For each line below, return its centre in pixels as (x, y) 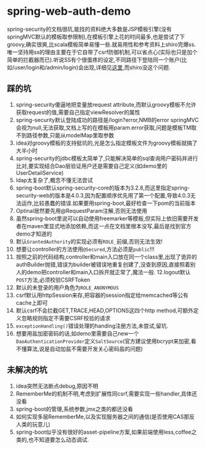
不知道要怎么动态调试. (61, 439)
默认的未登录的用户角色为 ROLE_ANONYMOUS (67, 287)
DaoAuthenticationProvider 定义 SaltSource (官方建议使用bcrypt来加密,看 (106, 341)
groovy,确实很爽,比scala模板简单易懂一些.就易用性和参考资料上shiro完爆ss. (102, 44)
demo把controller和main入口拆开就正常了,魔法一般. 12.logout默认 (109, 272)
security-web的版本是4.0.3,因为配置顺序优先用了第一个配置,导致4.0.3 (103, 195)
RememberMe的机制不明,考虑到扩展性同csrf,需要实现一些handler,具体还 (106, 393)
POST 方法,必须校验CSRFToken (53, 280)
